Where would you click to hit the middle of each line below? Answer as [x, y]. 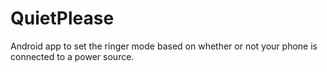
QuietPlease [62, 18]
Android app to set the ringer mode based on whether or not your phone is [164, 46]
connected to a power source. [72, 56]
